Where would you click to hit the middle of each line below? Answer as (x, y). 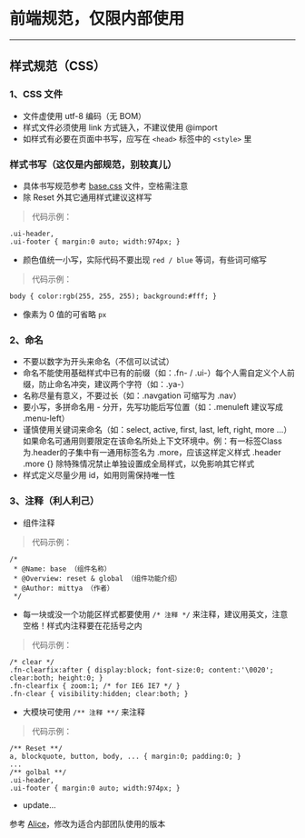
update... (39, 804)
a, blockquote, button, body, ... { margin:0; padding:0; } (126, 756)
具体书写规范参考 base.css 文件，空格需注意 (105, 185)
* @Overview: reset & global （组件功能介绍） (97, 578)
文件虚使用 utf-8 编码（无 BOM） (84, 115)
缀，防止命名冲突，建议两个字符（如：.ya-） (105, 384)
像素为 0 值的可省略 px (64, 314)
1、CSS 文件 (36, 95)
